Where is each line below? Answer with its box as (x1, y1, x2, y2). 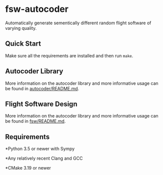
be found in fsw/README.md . (5, 118, 66, 124)
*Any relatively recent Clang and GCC (5, 155, 83, 162)
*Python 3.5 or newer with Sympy (5, 146, 75, 152)
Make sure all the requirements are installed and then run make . (5, 53, 133, 58)
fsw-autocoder (5, 3, 69, 15)
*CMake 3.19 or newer (5, 165, 51, 171)
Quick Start (5, 40, 41, 48)
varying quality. (5, 25, 37, 31)
